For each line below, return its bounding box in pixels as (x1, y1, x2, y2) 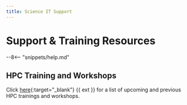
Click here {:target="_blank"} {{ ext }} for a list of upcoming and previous (6, 86, 181, 93)
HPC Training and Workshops (6, 70, 116, 80)
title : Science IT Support (6, 8, 72, 15)
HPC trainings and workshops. (6, 93, 80, 100)
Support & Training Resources (6, 34, 156, 47)
